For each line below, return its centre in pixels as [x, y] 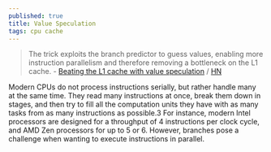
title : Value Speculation [52, 24]
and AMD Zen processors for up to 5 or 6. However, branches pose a [124, 130]
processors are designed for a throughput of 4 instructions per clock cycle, [134, 122]
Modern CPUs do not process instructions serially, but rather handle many [133, 87]
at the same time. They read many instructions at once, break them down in [135, 96]
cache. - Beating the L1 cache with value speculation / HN [125, 72]
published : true [36, 16]
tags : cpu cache [36, 31]
